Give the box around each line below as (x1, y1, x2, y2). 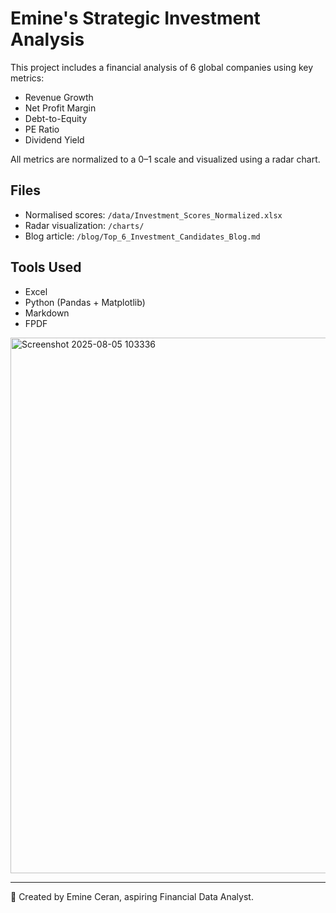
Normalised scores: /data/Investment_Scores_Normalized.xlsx (24, 208, 283, 221)
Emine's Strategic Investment (10, 7, 261, 30)
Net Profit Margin (24, 102, 97, 114)
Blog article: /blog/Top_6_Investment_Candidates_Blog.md (24, 230, 261, 242)
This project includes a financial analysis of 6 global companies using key (10, 61, 314, 73)
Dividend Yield (24, 133, 85, 146)
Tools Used (10, 259, 82, 276)
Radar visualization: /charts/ (24, 219, 145, 231)
